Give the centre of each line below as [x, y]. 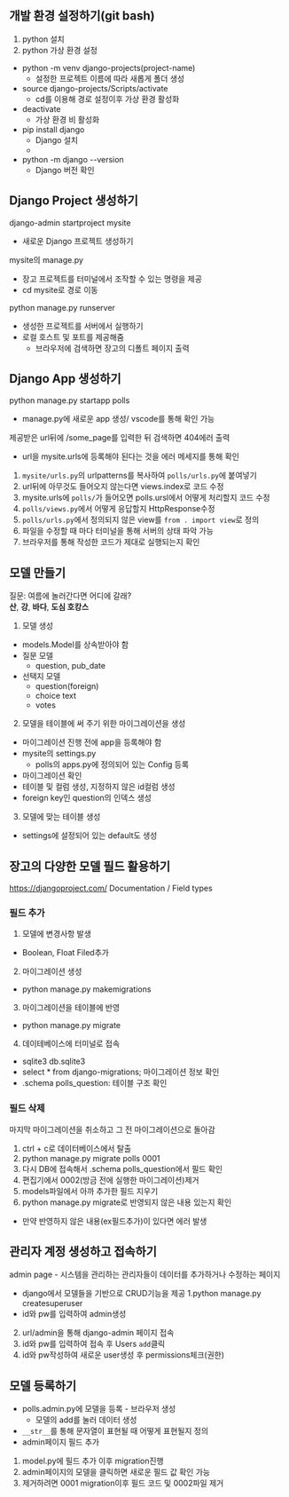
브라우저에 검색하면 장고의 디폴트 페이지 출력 [112, 348]
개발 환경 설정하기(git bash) [82, 16]
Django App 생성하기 [65, 379]
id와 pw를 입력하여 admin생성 [74, 1314]
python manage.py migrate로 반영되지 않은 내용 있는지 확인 [127, 1202]
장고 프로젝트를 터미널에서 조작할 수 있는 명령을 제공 [112, 279]
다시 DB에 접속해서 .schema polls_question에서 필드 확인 [122, 1168]
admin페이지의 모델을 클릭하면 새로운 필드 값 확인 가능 [116, 1472]
